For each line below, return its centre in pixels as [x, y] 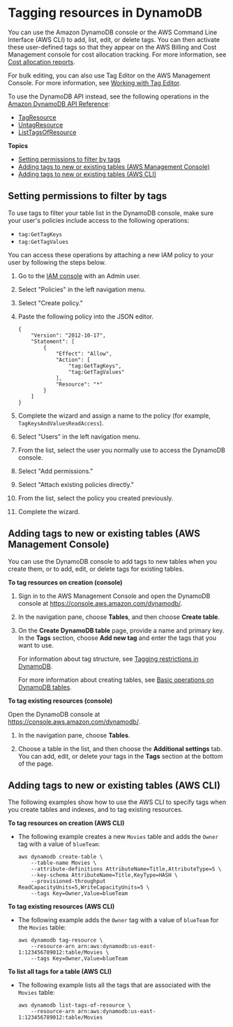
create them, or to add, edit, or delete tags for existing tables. [96, 569]
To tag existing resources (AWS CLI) [61, 907]
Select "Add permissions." [55, 471]
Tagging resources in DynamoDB [105, 13]
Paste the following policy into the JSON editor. [86, 316]
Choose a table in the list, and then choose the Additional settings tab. [120, 748]
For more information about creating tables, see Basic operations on [116, 680]
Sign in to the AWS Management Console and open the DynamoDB [114, 596]
